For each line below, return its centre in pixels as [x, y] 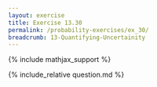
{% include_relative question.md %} [66, 74]
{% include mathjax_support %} [60, 60]
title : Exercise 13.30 [45, 23]
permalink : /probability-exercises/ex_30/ [78, 30]
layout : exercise [37, 15]
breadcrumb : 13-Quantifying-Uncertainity [77, 37]
